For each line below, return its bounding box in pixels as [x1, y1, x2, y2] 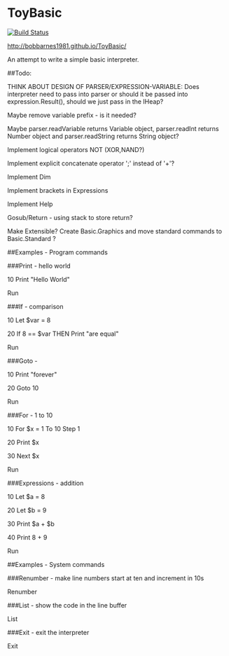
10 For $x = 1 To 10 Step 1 [7, 424, 81, 432]
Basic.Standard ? [7, 234, 56, 242]
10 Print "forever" [7, 370, 57, 378]
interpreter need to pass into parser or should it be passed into [7, 90, 188, 98]
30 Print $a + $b [7, 519, 55, 528]
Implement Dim [7, 172, 51, 181]
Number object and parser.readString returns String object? [7, 132, 180, 140]
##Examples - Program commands [7, 247, 109, 257]
